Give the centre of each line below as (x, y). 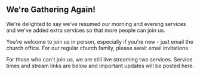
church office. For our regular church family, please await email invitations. (98, 48)
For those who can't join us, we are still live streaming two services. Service (99, 59)
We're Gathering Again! (51, 10)
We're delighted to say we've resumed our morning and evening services (96, 24)
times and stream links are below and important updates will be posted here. (100, 66)
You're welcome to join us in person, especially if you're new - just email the (100, 41)
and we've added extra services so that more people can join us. (86, 30)
